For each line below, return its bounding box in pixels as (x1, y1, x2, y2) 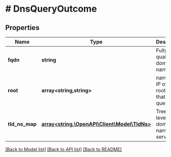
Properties (5, 23, 40, 32)
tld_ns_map (8, 120, 37, 128)
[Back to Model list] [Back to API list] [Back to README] (5, 146, 122, 152)
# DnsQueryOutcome (5, 3, 97, 15)
